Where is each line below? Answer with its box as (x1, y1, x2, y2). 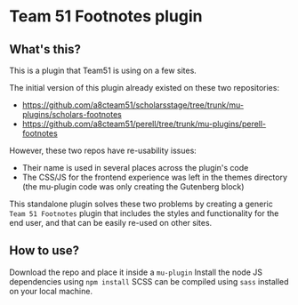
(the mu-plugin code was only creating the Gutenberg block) (21, 181, 245, 192)
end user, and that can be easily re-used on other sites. (9, 218, 213, 228)
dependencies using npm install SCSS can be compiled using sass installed (9, 276, 289, 286)
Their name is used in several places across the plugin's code (21, 163, 249, 173)
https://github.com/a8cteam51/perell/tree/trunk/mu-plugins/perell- (21, 118, 267, 129)
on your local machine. (9, 285, 93, 296)
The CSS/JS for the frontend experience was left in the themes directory (21, 172, 287, 182)
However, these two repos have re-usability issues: (9, 145, 197, 156)
